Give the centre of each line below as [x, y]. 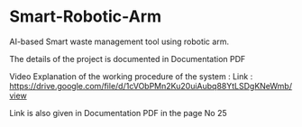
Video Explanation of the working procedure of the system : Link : [131, 76]
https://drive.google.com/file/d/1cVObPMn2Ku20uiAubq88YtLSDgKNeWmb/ [151, 86]
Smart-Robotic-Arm [86, 17]
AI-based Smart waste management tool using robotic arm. [119, 41]
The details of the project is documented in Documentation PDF [128, 59]
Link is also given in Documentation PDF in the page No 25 [118, 113]
